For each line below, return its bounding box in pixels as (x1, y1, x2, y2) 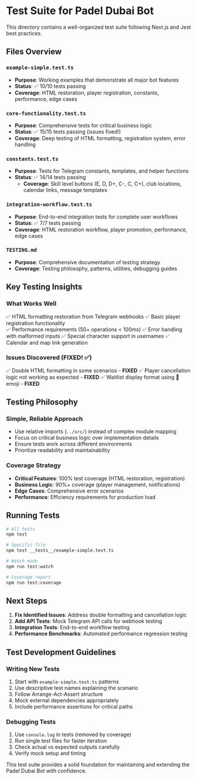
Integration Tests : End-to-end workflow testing (14, 624, 130, 631)
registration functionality (6, 319, 66, 326)
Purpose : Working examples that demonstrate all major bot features (14, 76, 179, 83)
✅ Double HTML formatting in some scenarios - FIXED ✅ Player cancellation (6, 367, 191, 374)
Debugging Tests (6, 718, 56, 726)
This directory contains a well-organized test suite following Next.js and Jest (6, 23, 191, 31)
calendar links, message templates (23, 187, 107, 194)
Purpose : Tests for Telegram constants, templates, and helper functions (14, 167, 189, 174)
